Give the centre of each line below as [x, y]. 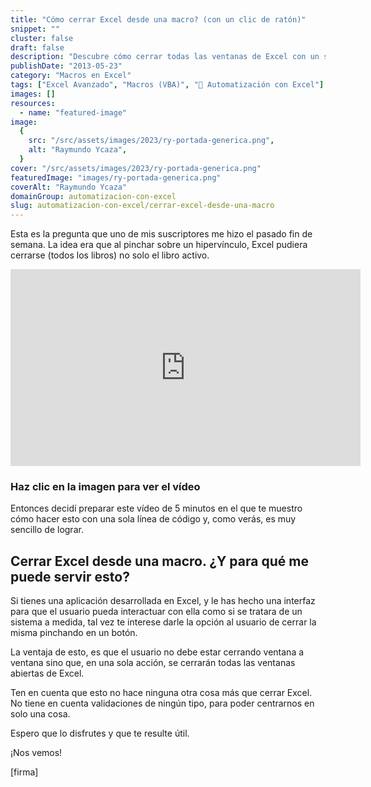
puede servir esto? [70, 576]
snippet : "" [35, 29]
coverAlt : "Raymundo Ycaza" [69, 187]
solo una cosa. [40, 714]
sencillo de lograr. [47, 530]
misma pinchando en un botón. [74, 633]
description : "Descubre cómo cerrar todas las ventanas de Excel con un [165, 57]
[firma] [24, 772]
